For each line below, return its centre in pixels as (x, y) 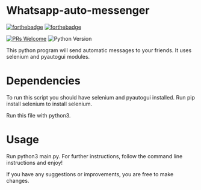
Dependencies (43, 81)
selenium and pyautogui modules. (48, 56)
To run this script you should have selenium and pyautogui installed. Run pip (101, 97)
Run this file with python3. (39, 115)
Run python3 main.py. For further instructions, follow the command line (94, 156)
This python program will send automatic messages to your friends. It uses (99, 50)
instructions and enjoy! (35, 162)
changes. (18, 180)
